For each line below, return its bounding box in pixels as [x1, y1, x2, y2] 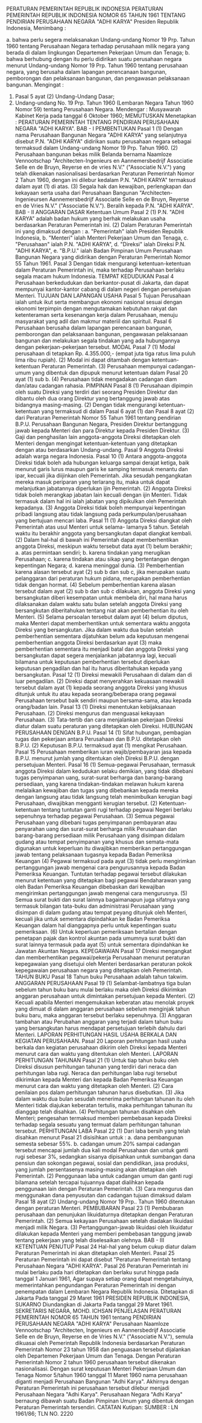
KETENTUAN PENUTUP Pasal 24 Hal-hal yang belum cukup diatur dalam [14, 1243, 197, 1250]
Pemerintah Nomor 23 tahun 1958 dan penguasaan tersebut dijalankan [14, 1346, 191, 1353]
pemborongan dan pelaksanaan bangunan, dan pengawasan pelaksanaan [6, 75, 190, 82]
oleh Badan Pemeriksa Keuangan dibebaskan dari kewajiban [14, 883, 165, 890]
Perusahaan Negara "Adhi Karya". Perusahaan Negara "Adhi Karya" [14, 1391, 183, 1398]
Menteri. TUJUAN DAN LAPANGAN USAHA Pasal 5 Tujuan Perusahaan [14, 292, 191, 299]
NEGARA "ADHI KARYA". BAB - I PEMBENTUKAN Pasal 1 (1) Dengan [14, 125, 183, 132]
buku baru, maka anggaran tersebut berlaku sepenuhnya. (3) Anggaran [14, 1012, 192, 1018]
